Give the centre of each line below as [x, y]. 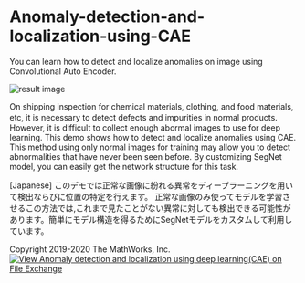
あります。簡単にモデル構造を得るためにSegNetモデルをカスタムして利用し [151, 219]
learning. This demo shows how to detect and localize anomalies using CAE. [153, 137]
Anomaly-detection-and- [107, 17]
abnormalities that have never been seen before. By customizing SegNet [146, 156]
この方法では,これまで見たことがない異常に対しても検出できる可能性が [158, 208]
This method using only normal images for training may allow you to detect [150, 147]
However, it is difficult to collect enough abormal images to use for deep [145, 127]
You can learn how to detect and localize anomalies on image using [136, 61]
